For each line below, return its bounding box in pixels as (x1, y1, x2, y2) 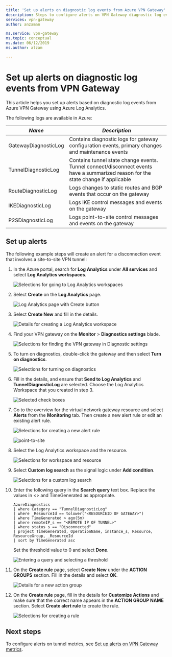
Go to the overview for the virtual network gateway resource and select (13, 407, 163, 413)
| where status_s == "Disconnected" (13, 524, 91, 529)
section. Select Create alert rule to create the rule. (13, 602, 119, 608)
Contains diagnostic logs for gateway (69, 135, 159, 143)
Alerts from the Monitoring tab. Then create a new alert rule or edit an (13, 412, 162, 418)
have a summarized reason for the (69, 169, 151, 176)
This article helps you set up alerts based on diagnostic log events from (6, 99, 156, 105)
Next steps (6, 627, 41, 636)
